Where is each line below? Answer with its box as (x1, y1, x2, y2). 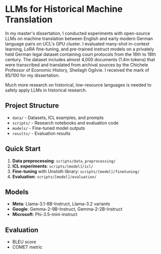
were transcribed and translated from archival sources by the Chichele (5, 62, 149, 68)
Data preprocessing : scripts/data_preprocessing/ (12, 158, 116, 164)
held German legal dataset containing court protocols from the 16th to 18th (5, 51, 156, 57)
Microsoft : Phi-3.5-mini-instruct (12, 212, 78, 217)
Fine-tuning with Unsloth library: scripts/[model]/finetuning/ (12, 168, 140, 174)
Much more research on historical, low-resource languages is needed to (5, 82, 152, 87)
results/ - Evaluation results (12, 130, 70, 136)
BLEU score (12, 239, 36, 245)
